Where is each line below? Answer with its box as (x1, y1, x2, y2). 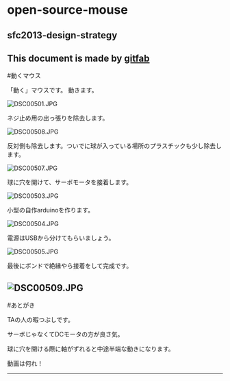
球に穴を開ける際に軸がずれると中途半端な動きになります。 (7, 345, 175, 353)
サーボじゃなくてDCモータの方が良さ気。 (7, 330, 124, 339)
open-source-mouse (7, 2, 128, 18)
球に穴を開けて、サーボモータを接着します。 (7, 178, 132, 186)
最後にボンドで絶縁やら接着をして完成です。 (7, 262, 133, 270)
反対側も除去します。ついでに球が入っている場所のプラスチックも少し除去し (7, 142, 222, 150)
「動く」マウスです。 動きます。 (7, 86, 98, 95)
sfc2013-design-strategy (7, 29, 118, 41)
